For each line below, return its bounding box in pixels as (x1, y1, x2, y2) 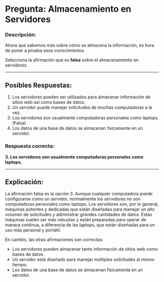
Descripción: (5, 31, 37, 38)
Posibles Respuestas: (5, 81, 72, 89)
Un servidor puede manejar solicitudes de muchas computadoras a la (12, 104, 152, 111)
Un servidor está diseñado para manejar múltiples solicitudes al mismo (12, 257, 155, 262)
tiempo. (12, 262, 28, 268)
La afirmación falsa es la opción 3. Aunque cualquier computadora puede (5, 191, 153, 197)
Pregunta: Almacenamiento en (5, 3, 132, 15)
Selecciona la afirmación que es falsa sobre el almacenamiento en (5, 57, 139, 63)
